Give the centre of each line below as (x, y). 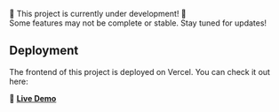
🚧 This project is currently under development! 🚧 (98, 14)
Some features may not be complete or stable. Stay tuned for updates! (138, 23)
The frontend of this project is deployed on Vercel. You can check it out (140, 71)
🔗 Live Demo (33, 98)
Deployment (44, 51)
